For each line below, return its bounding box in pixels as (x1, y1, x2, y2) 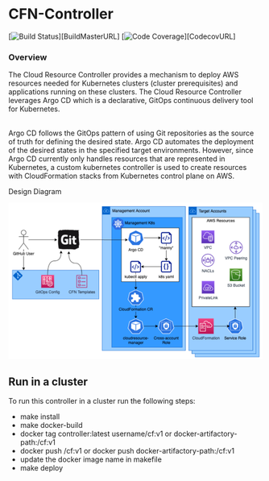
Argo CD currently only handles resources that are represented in (8, 154, 226, 164)
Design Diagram (8, 187, 62, 197)
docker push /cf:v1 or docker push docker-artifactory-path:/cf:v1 (19, 446, 235, 456)
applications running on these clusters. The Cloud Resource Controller (8, 87, 242, 97)
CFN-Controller (8, 5, 114, 23)
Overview (8, 52, 48, 63)
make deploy (19, 463, 64, 473)
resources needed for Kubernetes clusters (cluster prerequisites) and (8, 78, 238, 89)
